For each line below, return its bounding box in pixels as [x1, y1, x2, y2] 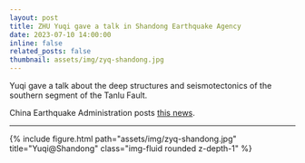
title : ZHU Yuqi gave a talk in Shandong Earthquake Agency [9, 22, 242, 31]
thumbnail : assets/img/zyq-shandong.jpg [9, 55, 165, 64]
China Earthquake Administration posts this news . [9, 108, 195, 118]
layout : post [9, 13, 59, 23]
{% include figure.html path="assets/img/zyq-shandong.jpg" [9, 133, 238, 144]
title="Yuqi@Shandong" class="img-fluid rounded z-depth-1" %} [9, 143, 252, 154]
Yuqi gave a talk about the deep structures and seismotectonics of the [9, 81, 272, 91]
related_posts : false [9, 47, 92, 56]
